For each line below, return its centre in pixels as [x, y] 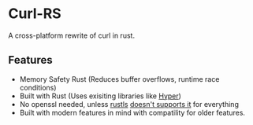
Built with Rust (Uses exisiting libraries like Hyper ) [100, 96]
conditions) [38, 87]
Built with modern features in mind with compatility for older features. [132, 112]
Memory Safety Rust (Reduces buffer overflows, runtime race [119, 79]
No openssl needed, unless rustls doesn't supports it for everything [129, 104]
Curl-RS [35, 14]
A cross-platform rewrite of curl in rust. [72, 35]
